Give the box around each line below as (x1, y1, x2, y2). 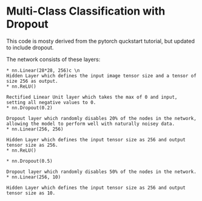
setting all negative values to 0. (6, 99, 96, 105)
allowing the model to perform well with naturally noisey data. (6, 121, 175, 127)
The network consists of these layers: (6, 55, 101, 63)
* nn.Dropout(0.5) (6, 158, 53, 164)
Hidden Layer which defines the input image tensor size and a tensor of (6, 72, 197, 79)
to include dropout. (6, 44, 54, 51)
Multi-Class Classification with (6, 4, 166, 18)
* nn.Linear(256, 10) (6, 174, 61, 180)
